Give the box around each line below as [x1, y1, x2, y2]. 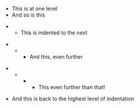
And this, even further [29, 53, 83, 60]
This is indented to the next [20, 29, 88, 36]
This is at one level [11, 5, 58, 12]
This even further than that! [38, 84, 106, 91]
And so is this [11, 11, 46, 18]
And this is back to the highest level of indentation [11, 95, 135, 102]
